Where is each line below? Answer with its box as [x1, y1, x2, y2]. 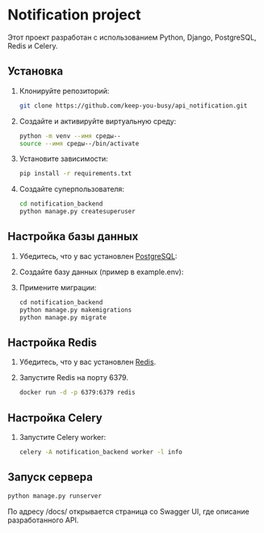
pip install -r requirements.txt [19, 170, 132, 178]
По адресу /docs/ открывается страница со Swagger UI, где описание [7, 506, 249, 516]
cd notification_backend [19, 200, 103, 208]
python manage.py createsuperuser [19, 208, 136, 216]
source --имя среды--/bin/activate [19, 139, 140, 147]
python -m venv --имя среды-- [19, 132, 122, 140]
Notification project [7, 6, 141, 24]
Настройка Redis [7, 336, 98, 349]
